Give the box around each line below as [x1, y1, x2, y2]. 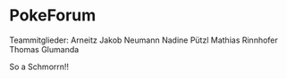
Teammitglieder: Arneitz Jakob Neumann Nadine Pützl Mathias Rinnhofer [9, 35, 279, 45]
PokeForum [9, 5, 97, 26]
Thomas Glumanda [9, 43, 80, 54]
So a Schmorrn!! [9, 61, 70, 72]
